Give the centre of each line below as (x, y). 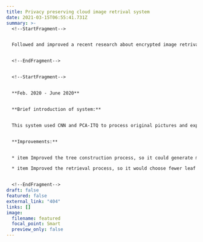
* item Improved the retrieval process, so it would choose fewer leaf (104, 169)
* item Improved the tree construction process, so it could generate (102, 158)
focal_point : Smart (36, 224)
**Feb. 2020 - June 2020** (46, 93)
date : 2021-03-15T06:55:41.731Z (47, 17)
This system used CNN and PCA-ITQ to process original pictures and (100, 125)
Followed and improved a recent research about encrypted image (94, 45)
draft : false (23, 190)
